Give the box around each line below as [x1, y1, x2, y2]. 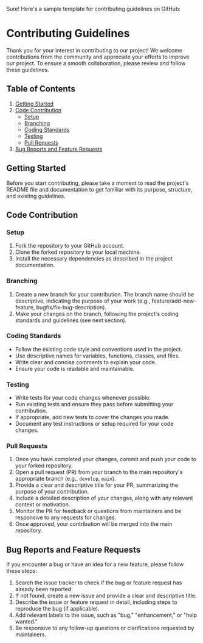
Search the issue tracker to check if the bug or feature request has [15, 579, 182, 586]
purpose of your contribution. [15, 488, 89, 495]
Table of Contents [6, 84, 76, 94]
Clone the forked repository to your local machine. [15, 248, 142, 256]
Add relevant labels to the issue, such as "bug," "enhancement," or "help [15, 611, 198, 619]
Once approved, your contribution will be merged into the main [15, 520, 173, 528]
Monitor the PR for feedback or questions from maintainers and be [15, 508, 182, 515]
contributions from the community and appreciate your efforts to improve [6, 53, 190, 60]
